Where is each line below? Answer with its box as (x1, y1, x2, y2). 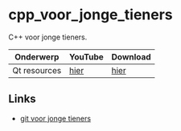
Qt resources (12, 64, 62, 76)
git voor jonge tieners (19, 113, 91, 123)
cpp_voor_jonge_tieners (8, 6, 173, 24)
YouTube (69, 51, 105, 62)
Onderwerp (14, 51, 60, 62)
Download (111, 51, 151, 62)
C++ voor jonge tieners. (8, 32, 88, 42)
